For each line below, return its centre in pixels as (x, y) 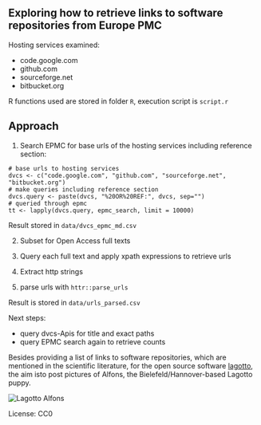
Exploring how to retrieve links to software (116, 13)
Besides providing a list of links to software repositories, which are (117, 357)
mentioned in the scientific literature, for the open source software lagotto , (131, 365)
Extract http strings (51, 271)
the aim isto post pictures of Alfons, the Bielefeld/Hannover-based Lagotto (130, 374)
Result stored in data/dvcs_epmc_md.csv (73, 225)
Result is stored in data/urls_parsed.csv (75, 302)
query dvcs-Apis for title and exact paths (87, 333)
